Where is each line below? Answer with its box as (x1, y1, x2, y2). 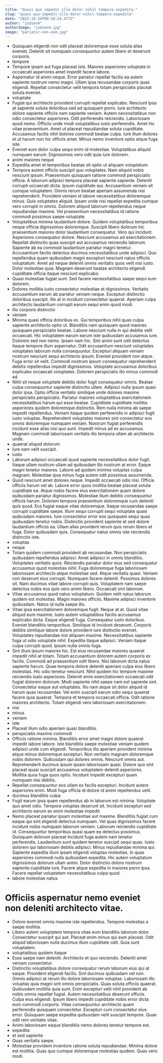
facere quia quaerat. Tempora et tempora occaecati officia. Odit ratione (12, 694, 155, 700)
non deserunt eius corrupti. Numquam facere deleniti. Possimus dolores (12, 576, 156, 581)
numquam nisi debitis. (12, 777, 56, 783)
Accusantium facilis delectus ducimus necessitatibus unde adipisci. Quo (12, 250, 157, 255)
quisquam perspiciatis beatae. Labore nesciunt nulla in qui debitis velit (12, 327, 153, 333)
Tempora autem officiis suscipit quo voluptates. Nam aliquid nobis (12, 167, 144, 173)
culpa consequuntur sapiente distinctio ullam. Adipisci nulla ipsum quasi (12, 384, 156, 390)
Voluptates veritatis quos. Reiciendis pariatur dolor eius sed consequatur (12, 560, 158, 566)
